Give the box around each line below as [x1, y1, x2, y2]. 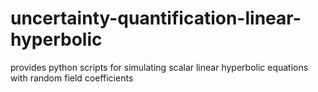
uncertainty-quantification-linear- [10, 7, 302, 30]
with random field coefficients [10, 72, 134, 84]
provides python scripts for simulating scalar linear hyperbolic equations [10, 61, 309, 73]
